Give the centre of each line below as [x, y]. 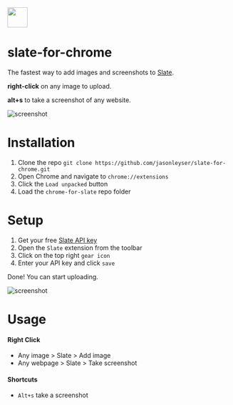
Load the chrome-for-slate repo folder [74, 191]
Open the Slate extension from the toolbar [80, 247]
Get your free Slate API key [57, 240]
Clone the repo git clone [55, 162]
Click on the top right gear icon [64, 255]
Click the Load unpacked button [63, 184]
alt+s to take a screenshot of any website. [69, 100]
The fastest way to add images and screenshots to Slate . [91, 72]
